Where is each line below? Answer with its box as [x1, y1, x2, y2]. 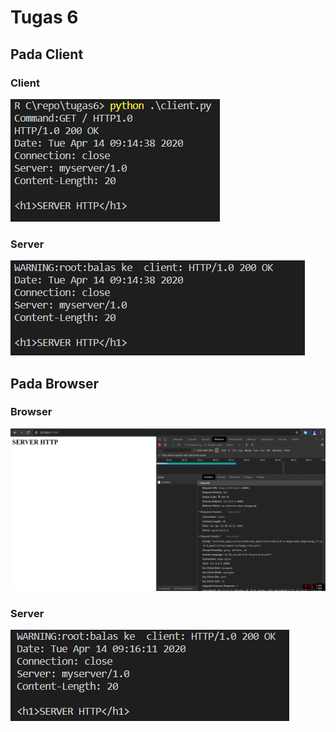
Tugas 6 [10, 6, 79, 29]
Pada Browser [10, 375, 100, 392]
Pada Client [10, 46, 84, 63]
